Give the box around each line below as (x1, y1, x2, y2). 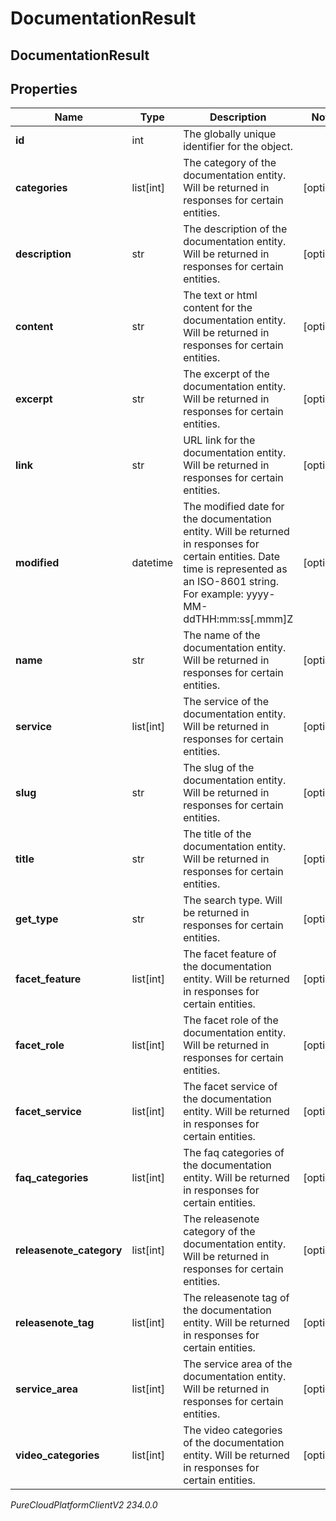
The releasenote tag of (183, 1291, 290, 1305)
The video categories (183, 1423, 283, 1437)
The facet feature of (183, 947, 277, 961)
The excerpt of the (183, 367, 270, 381)
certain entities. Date (183, 550, 281, 564)
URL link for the (183, 433, 256, 447)
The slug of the (183, 761, 255, 775)
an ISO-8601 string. (183, 575, 280, 589)
